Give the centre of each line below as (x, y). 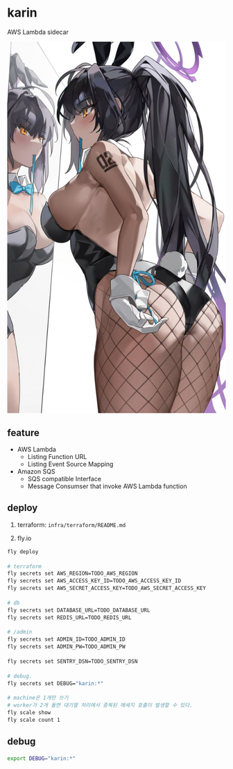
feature (24, 432)
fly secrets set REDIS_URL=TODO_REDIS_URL (69, 617)
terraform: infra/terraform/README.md (71, 524)
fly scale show (29, 713)
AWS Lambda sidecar (38, 32)
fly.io (24, 538)
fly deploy (23, 552)
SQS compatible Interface (64, 479)
